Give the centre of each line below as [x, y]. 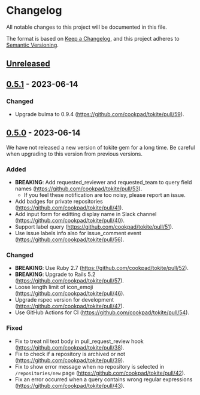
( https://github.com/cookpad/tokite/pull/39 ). [69, 360]
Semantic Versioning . [32, 45]
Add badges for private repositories [59, 202]
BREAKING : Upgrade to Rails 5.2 [55, 274]
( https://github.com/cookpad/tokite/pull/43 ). [69, 385]
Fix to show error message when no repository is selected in [90, 366]
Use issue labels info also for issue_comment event [78, 233]
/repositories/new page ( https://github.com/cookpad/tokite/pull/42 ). [100, 373]
